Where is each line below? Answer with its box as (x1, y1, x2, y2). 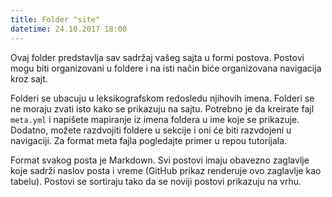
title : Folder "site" (10, 14, 101, 25)
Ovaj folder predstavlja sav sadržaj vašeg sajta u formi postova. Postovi (10, 51, 305, 63)
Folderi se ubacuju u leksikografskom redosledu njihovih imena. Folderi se (10, 92, 315, 104)
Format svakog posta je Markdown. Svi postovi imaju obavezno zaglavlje (10, 154, 310, 166)
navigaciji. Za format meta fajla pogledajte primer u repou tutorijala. (10, 134, 288, 146)
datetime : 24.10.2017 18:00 (10, 24, 128, 34)
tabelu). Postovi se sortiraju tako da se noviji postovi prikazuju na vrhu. (10, 175, 302, 187)
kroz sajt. (10, 72, 48, 85)
